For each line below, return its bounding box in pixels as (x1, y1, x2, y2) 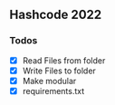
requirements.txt (22, 85, 85, 96)
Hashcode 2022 (9, 7, 102, 23)
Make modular (22, 75, 77, 86)
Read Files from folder (22, 54, 106, 66)
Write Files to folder (22, 65, 97, 76)
